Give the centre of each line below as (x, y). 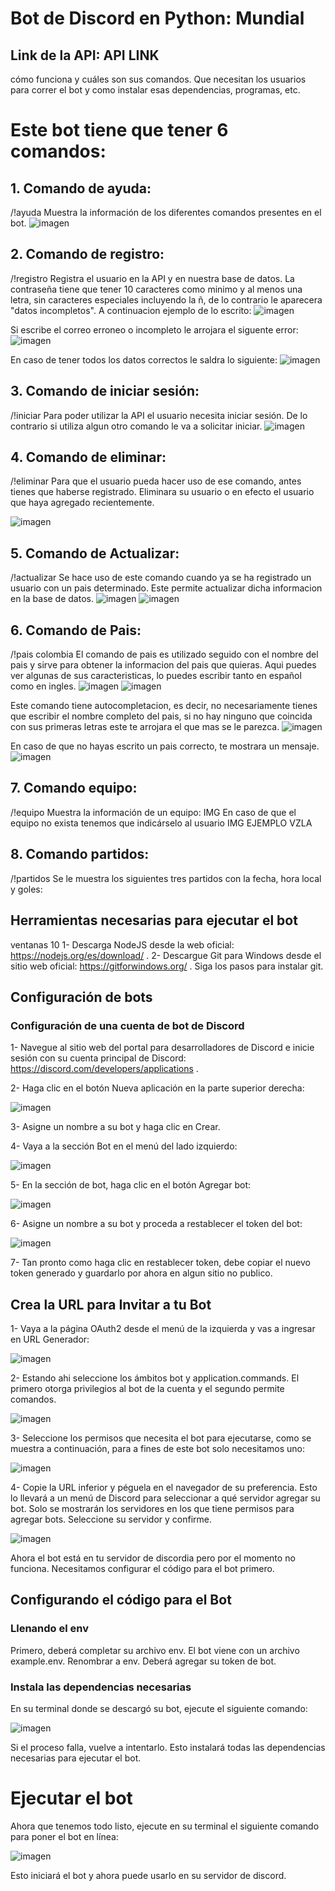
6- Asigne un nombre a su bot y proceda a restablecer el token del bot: (156, 1224)
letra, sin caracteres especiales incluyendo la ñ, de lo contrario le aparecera (166, 299)
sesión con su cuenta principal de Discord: (98, 1058)
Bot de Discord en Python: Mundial (157, 18)
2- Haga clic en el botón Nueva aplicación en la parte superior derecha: (157, 1088)
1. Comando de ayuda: (81, 188)
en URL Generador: (50, 1339)
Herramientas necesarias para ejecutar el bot (154, 920)
